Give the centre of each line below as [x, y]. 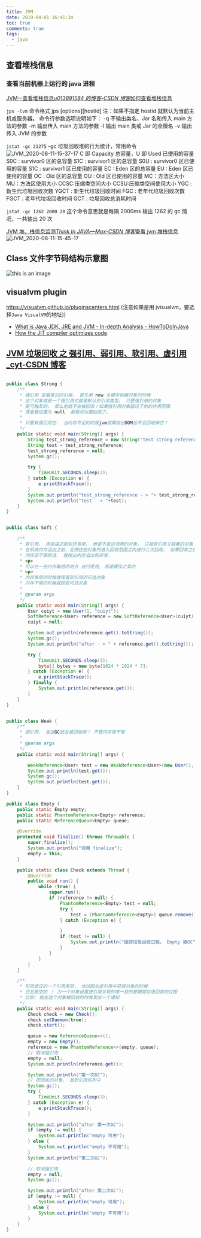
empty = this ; [45, 853]
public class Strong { [34, 384]
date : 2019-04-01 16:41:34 [40, 17]
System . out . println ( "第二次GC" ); [68, 1158]
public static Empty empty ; [52, 809]
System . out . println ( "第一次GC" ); [68, 1075]
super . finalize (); [51, 843]
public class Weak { [32, 721]
